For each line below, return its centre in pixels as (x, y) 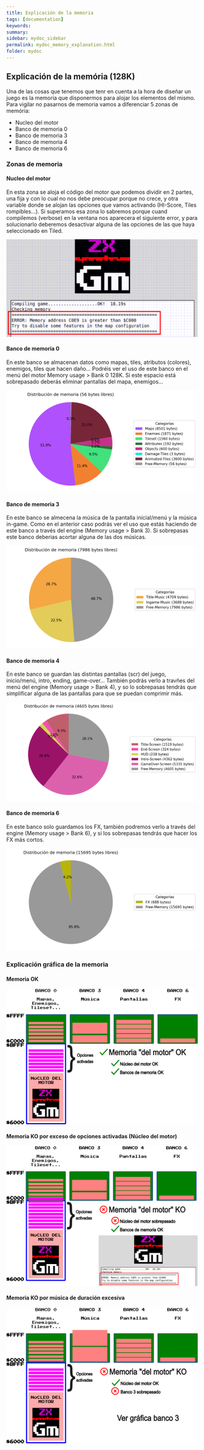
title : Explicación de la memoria (50, 13)
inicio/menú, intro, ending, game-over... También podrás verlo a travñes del (100, 681)
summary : (17, 32)
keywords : (19, 26)
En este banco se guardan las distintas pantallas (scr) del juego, (86, 674)
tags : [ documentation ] (35, 19)
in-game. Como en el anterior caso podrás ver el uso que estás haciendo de (102, 524)
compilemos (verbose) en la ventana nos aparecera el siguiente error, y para (102, 218)
